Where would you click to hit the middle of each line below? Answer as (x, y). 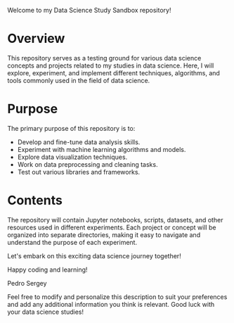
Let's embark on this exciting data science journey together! (94, 255)
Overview (36, 39)
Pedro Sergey (27, 283)
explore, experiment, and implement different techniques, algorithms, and (113, 72)
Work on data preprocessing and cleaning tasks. (87, 164)
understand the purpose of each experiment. (72, 242)
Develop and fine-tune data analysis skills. (79, 142)
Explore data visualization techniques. (72, 157)
